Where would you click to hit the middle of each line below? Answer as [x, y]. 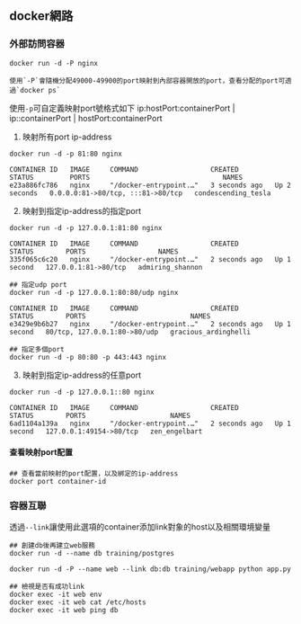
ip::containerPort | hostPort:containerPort [86, 118]
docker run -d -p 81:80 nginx [66, 154]
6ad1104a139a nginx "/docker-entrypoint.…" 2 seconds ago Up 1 [150, 423]
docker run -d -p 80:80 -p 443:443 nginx [88, 357]
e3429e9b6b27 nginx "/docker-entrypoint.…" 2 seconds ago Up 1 [150, 324]
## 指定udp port [38, 285]
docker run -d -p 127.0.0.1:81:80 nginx [86, 227]
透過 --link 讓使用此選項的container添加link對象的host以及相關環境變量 [140, 527]
